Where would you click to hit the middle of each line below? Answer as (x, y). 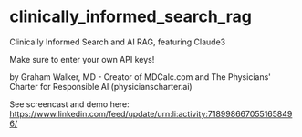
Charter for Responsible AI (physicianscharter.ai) (101, 86)
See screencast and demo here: (69, 104)
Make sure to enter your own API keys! (82, 59)
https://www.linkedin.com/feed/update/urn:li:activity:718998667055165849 (151, 113)
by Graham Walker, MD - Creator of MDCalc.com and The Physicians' (140, 77)
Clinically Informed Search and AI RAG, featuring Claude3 (118, 42)
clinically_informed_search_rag (131, 17)
